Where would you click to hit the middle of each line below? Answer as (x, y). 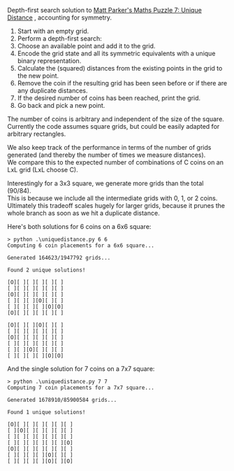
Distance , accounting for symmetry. (59, 17)
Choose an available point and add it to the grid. (86, 46)
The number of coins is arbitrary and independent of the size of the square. (116, 119)
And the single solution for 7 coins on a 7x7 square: (81, 369)
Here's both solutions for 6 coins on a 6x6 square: (79, 226)
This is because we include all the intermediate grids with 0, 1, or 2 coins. (112, 198)
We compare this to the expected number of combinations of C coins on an (115, 162)
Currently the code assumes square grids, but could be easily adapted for (114, 126)
